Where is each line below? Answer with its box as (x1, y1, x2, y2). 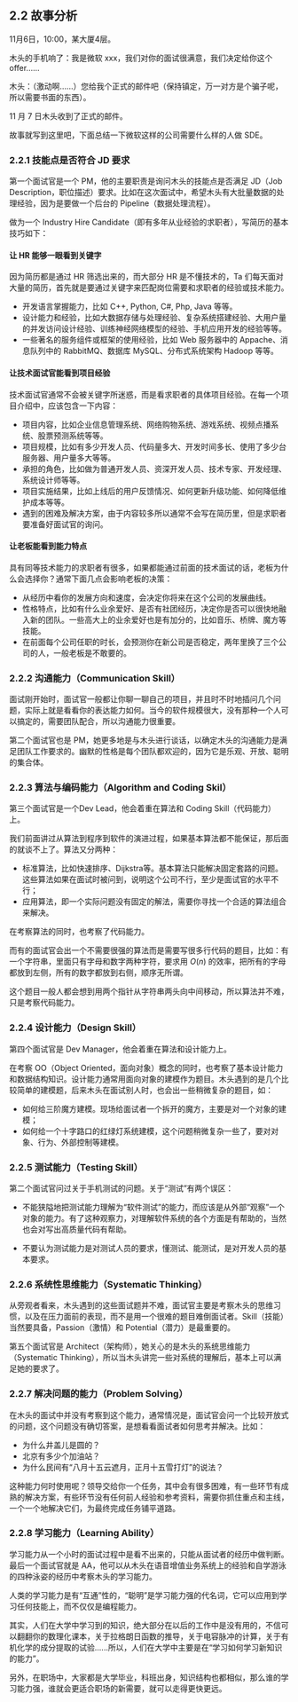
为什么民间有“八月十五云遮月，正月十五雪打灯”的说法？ (21, 1462, 224, 1472)
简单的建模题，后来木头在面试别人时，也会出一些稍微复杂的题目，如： (16, 1084, 273, 1095)
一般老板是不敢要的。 (52, 647, 131, 658)
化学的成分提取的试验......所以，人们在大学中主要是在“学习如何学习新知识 (16, 1642, 283, 1652)
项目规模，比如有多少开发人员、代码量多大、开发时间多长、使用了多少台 (21, 441, 286, 452)
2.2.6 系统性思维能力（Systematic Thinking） (9, 1278, 208, 1290)
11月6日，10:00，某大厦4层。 (9, 34, 116, 44)
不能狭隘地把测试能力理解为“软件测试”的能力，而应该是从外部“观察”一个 (21, 1202, 286, 1212)
